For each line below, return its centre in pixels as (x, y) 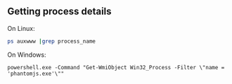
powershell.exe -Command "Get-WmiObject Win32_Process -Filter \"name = (116, 67)
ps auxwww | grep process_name (52, 41)
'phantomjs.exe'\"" (36, 73)
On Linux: (21, 28)
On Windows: (27, 55)
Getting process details (59, 12)
